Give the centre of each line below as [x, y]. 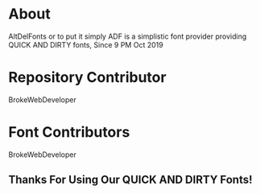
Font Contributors [69, 132]
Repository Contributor [87, 78]
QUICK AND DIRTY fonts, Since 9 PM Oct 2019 [86, 44]
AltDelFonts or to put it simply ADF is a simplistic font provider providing [128, 36]
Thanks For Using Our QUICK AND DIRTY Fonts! [130, 180]
